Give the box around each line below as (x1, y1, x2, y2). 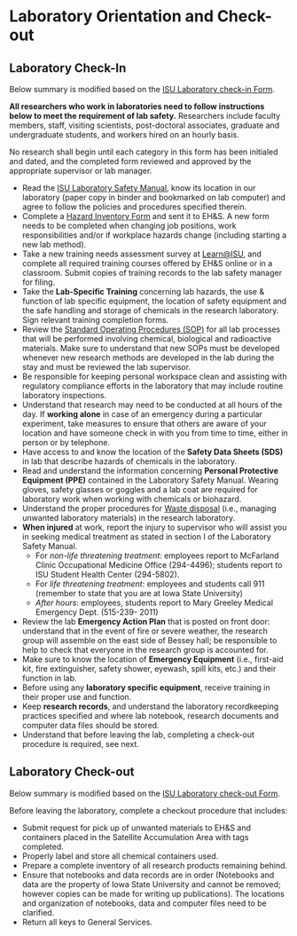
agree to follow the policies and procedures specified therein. (21, 201, 247, 212)
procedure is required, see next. (21, 739, 140, 749)
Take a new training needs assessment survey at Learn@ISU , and (21, 248, 262, 259)
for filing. (21, 277, 56, 287)
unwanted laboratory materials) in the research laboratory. (21, 513, 236, 523)
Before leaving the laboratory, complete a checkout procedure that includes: (9, 805, 288, 815)
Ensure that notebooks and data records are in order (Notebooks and (21, 869, 275, 880)
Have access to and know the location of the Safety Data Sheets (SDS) (21, 446, 284, 457)
